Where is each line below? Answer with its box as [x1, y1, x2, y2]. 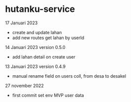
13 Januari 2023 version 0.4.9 [5, 63, 65, 69]
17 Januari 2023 [5, 20, 38, 26]
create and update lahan [12, 29, 62, 35]
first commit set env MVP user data [12, 92, 84, 98]
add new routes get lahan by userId [12, 35, 85, 41]
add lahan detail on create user [12, 53, 75, 60]
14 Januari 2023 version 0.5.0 [5, 44, 65, 50]
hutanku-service [5, 3, 75, 15]
